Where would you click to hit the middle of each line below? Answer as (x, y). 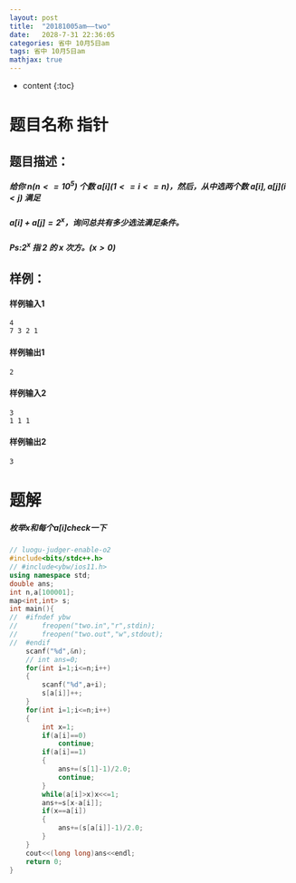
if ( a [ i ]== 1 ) (65, 753)
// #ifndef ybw (40, 618)
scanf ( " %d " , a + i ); (74, 685)
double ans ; (32, 584)
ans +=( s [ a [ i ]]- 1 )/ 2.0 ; (100, 828)
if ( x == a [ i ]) (65, 811)
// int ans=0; (52, 659)
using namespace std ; (50, 575)
